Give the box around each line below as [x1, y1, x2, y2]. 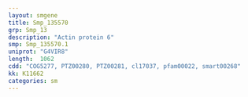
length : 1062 [8, 56, 55, 63]
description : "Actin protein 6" [8, 33, 114, 41]
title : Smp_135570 [8, 19, 68, 27]
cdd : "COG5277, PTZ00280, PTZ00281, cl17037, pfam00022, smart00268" [8, 63, 242, 70]
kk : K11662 [8, 70, 44, 77]
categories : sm [8, 77, 58, 84]
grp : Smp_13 [8, 26, 47, 34]
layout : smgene [8, 11, 58, 20]
